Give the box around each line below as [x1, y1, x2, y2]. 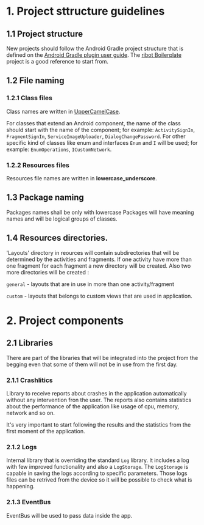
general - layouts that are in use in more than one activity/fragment [6, 280, 175, 288]
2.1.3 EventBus [6, 498, 51, 507]
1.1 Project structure [6, 29, 83, 39]
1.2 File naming [6, 75, 65, 86]
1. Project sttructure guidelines [6, 4, 165, 18]
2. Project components [6, 314, 124, 328]
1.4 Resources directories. [6, 233, 108, 243]
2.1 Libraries [6, 338, 54, 348]
